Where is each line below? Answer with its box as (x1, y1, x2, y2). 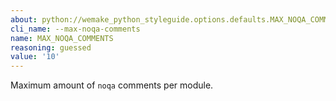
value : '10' (10, 52, 60, 62)
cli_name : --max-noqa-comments (10, 24, 141, 34)
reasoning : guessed (10, 42, 92, 53)
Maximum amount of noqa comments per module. (10, 79, 214, 91)
